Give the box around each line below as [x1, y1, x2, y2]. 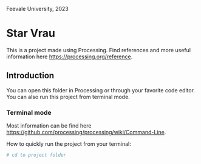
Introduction [6, 70, 55, 81]
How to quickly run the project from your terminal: [6, 140, 132, 148]
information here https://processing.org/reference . [6, 53, 133, 60]
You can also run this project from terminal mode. [6, 93, 131, 100]
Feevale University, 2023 [6, 5, 69, 12]
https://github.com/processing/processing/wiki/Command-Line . [6, 129, 166, 136]
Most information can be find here [6, 122, 92, 129]
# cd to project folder [6, 152, 67, 159]
